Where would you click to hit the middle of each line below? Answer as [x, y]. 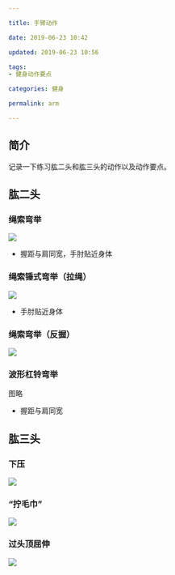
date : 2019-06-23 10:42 [48, 37]
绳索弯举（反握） [42, 334]
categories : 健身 [36, 89]
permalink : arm [34, 104]
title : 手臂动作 [33, 23]
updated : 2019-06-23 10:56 [54, 52]
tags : [17, 67]
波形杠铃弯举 [33, 374]
